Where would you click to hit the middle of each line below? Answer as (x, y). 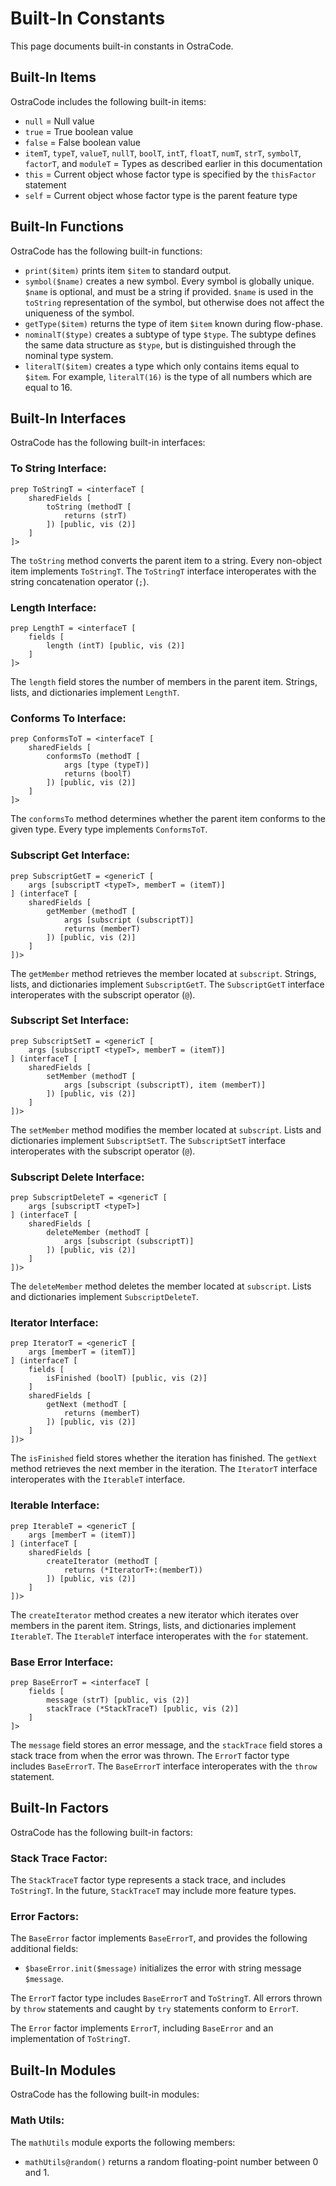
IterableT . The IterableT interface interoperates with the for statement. (159, 1636)
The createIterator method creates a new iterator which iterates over (155, 1614)
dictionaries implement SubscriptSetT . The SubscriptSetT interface (148, 1140)
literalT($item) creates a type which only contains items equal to (162, 366)
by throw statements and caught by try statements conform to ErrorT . (154, 2009)
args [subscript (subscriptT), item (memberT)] (165, 1085)
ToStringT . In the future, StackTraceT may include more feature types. (153, 1891)
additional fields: (44, 1949)
